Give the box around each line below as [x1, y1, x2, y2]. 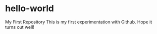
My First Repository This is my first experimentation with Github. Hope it [5, 19, 152, 25]
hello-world [5, 3, 54, 14]
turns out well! [5, 24, 35, 30]
